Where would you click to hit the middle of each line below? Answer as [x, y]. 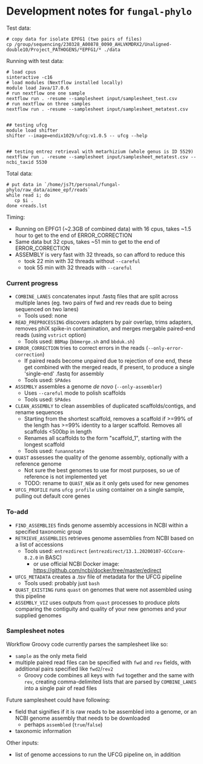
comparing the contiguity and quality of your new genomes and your [101, 609]
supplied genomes [38, 615]
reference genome [38, 464]
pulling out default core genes [52, 496]
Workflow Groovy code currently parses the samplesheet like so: [87, 644]
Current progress [32, 283]
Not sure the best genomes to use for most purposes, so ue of [102, 471]
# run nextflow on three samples [48, 104]
